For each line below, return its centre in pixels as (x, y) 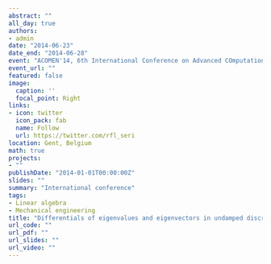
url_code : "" (30, 225)
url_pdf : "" (28, 233)
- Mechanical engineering (52, 210)
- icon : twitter (35, 113)
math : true (27, 151)
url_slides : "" (34, 241)
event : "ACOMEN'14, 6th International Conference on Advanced (115, 61)
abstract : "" (30, 16)
